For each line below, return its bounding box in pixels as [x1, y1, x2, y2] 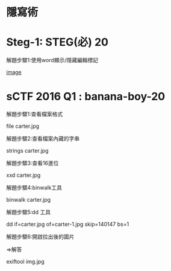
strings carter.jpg [6, 147, 49, 155]
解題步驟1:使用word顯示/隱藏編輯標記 [6, 57, 98, 64]
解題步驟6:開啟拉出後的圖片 [6, 233, 75, 240]
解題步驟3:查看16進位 [6, 159, 59, 167]
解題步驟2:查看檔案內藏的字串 [6, 135, 80, 142]
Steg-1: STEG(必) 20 [6, 36, 108, 49]
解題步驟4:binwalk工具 [6, 184, 62, 191]
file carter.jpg [6, 123, 40, 130]
